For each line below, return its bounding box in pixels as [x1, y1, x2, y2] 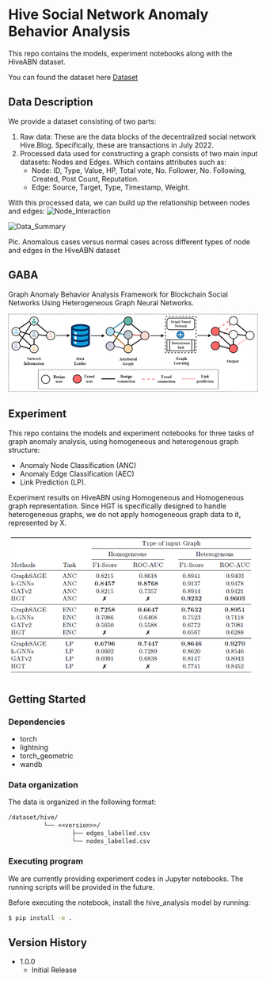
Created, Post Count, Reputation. [31, 174, 140, 183]
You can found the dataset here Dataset [8, 72, 139, 82]
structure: [8, 445, 40, 454]
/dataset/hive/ [8, 814, 59, 822]
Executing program [8, 856, 84, 867]
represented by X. [8, 518, 67, 527]
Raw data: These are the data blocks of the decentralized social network [19, 132, 256, 141]
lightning [19, 743, 49, 753]
